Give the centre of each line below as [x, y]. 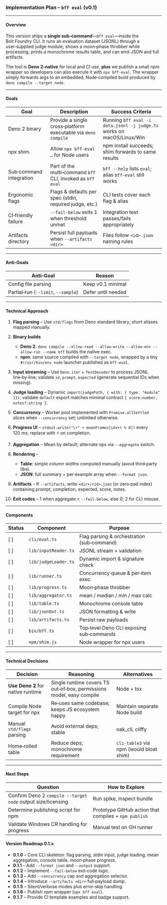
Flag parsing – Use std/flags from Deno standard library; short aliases [85, 322]
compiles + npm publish [120, 816]
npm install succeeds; [128, 145]
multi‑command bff [73, 172]
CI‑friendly [21, 215]
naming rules [118, 241]
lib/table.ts [44, 604]
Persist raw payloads [104, 620]
